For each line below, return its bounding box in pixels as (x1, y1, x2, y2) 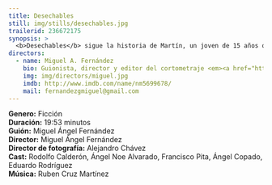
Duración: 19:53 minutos (8, 118, 91, 128)
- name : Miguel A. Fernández (15, 57, 114, 65)
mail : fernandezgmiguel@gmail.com (23, 86, 139, 95)
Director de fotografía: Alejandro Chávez (8, 143, 147, 153)
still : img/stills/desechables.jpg (8, 19, 129, 27)
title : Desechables (8, 11, 74, 20)
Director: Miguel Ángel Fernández (8, 135, 123, 145)
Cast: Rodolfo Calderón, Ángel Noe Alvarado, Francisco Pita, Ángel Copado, (8, 152, 263, 162)
